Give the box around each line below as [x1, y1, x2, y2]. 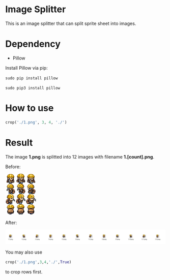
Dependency [5, 38, 61, 50]
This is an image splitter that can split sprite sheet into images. [5, 20, 136, 26]
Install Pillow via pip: [5, 65, 48, 71]
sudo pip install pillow [5, 75, 58, 81]
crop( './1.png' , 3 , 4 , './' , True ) [5, 259, 72, 265]
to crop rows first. [5, 268, 43, 275]
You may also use [5, 249, 42, 255]
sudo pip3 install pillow [5, 85, 60, 90]
